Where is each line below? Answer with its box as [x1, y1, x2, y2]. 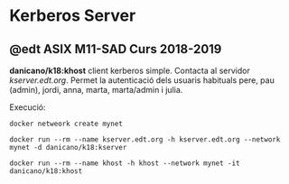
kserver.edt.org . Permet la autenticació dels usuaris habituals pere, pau [9, 75, 275, 86]
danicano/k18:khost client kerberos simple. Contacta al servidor [9, 65, 250, 76]
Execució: [9, 102, 46, 113]
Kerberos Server [9, 5, 136, 26]
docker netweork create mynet [9, 119, 124, 128]
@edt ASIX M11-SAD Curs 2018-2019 [9, 41, 222, 57]
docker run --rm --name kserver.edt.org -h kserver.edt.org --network [9, 135, 281, 144]
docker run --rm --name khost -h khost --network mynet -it [9, 159, 241, 168]
